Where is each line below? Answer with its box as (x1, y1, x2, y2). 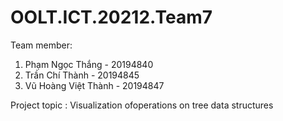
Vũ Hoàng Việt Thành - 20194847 (24, 79, 165, 91)
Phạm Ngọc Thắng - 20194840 (24, 58, 154, 70)
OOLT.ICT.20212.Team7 (10, 6, 213, 29)
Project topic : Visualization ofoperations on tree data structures (10, 99, 274, 111)
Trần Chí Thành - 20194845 (24, 69, 140, 81)
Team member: (10, 39, 73, 51)
